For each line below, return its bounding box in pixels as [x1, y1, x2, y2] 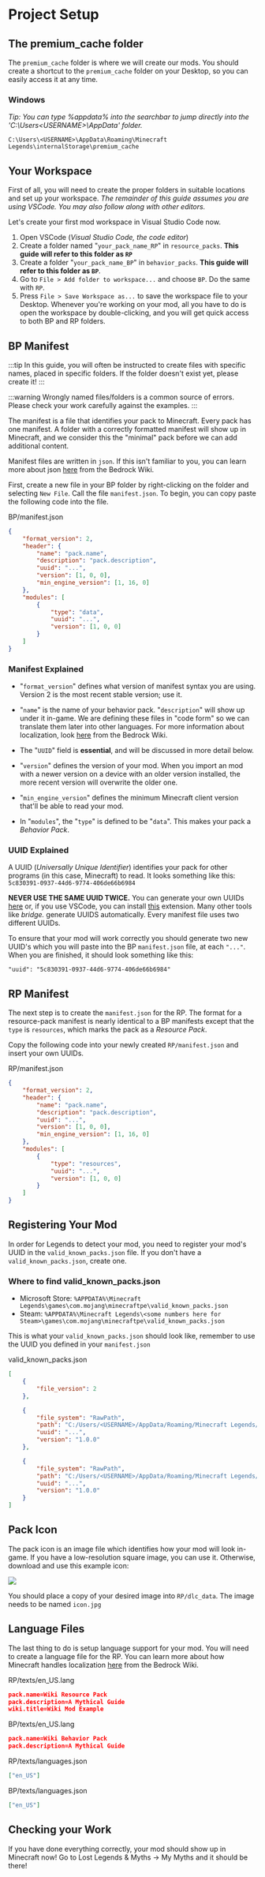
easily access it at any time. [8, 75, 99, 84]
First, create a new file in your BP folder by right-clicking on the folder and [8, 480, 249, 489]
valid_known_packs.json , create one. [8, 1256, 128, 1265]
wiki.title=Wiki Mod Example [8, 1705, 104, 1714]
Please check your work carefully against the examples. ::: [8, 400, 198, 410]
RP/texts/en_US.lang [8, 1675, 75, 1684]
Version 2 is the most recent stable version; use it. [19, 690, 183, 699]
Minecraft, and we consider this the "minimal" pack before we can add [8, 433, 238, 442]
